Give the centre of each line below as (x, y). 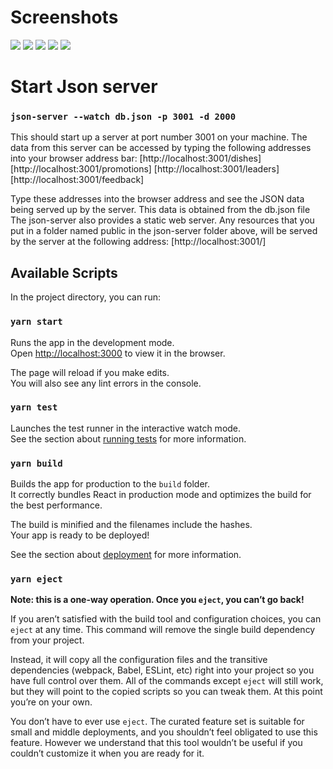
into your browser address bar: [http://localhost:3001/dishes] (136, 158)
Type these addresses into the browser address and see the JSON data (157, 199)
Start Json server (84, 87)
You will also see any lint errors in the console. (106, 383)
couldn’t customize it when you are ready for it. (107, 753)
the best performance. (56, 505)
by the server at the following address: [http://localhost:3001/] (138, 242)
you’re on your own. (51, 702)
